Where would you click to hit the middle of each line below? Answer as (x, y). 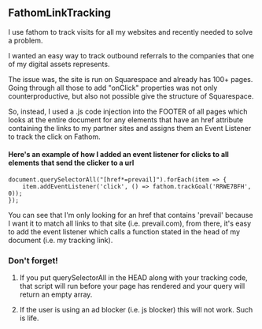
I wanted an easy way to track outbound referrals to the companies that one (131, 55)
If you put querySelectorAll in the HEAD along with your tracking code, (133, 278)
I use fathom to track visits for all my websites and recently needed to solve (131, 32)
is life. (29, 318)
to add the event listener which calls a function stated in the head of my (124, 232)
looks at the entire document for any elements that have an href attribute (126, 120)
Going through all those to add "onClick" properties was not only (113, 88)
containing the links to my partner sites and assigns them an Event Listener (130, 128)
